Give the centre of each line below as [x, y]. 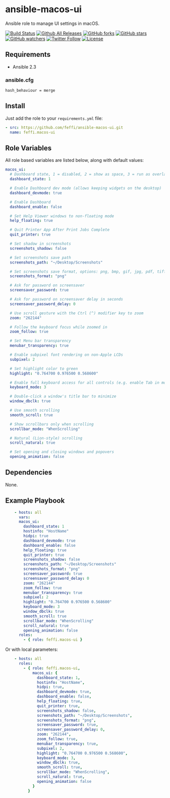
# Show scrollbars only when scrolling [52, 424]
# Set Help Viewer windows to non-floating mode [62, 216]
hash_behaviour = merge [30, 91]
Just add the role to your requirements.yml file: [54, 118]
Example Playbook [35, 501]
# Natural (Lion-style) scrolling [46, 438]
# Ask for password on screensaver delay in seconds [67, 300]
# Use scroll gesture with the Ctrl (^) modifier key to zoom [77, 313]
